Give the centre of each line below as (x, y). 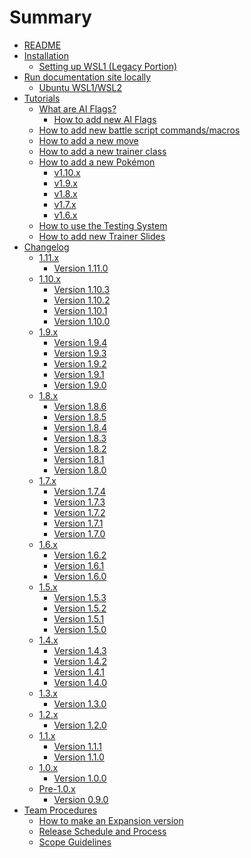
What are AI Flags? (77, 108)
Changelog (46, 247)
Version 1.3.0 (80, 703)
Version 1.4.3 (80, 650)
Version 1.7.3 (79, 502)
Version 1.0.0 (80, 778)
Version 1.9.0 (80, 385)
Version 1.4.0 (80, 682)
